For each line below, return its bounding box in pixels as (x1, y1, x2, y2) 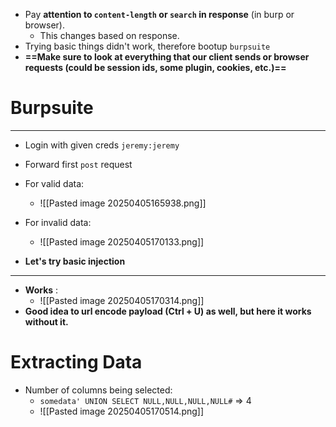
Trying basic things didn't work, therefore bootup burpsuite (24, 40, 271, 52)
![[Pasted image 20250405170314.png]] (39, 294, 205, 306)
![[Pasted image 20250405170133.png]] (39, 235, 205, 248)
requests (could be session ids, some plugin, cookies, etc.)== (24, 62, 287, 73)
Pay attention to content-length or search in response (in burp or (24, 9, 295, 20)
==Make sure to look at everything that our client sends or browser (24, 51, 310, 63)
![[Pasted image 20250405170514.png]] (39, 405, 205, 417)
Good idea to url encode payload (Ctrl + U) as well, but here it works (24, 305, 312, 317)
